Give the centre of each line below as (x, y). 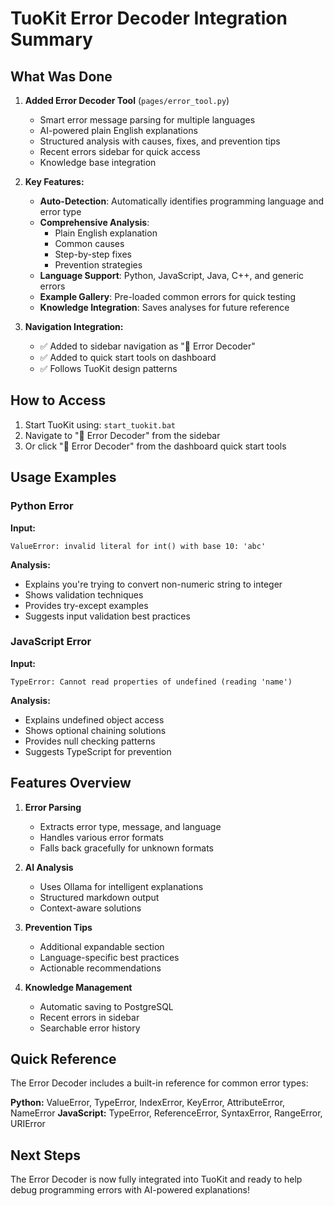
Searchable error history (90, 1028)
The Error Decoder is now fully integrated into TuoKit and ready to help (156, 1179)
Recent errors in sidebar (89, 1017)
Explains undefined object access (94, 719)
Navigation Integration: (74, 326)
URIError (28, 1124)
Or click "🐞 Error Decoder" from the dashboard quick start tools (155, 446)
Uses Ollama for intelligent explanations (121, 886)
